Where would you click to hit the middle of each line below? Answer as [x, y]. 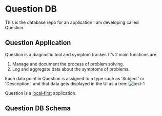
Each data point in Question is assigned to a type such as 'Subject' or [75, 78]
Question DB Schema [38, 108]
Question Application [38, 43]
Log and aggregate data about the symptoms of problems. [71, 69]
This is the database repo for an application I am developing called [72, 22]
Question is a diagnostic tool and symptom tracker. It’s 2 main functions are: [81, 54]
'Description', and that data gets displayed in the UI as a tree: [66, 83]
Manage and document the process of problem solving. [68, 64]
